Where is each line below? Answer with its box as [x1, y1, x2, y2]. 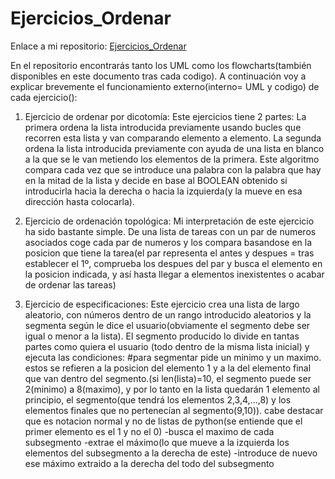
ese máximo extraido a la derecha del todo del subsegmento [24, 457, 275, 469]
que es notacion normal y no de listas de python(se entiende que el [24, 415, 303, 427]
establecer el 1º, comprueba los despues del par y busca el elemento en [24, 257, 323, 269]
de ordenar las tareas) [24, 278, 117, 291]
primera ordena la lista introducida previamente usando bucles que [24, 121, 302, 133]
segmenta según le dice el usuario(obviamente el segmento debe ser [24, 319, 311, 331]
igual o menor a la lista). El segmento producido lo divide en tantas [24, 330, 300, 342]
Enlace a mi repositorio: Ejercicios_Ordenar [10, 40, 187, 52]
